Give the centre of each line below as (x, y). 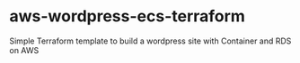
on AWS (24, 50)
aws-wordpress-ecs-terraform (127, 16)
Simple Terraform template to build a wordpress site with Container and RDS (150, 41)
